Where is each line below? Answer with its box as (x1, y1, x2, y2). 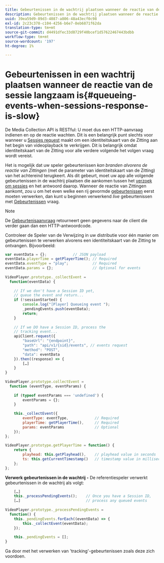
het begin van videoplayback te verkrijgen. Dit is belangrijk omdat (5, 142, 137, 148)
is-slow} (5, 111, 40, 121)
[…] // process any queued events (14, 498, 147, 503)
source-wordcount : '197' (5, 39, 56, 44)
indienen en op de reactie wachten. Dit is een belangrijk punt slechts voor (5, 132, 153, 137)
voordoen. (5, 553, 26, 559)
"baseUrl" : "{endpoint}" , (22, 338, 76, 343)
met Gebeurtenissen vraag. (5, 199, 60, 204)
